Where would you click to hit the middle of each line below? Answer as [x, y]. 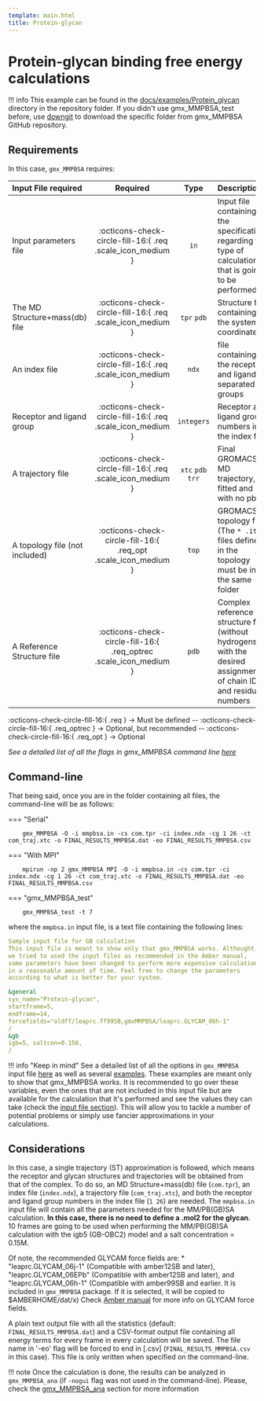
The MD [27, 307]
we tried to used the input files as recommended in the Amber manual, [128, 956]
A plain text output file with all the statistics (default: [92, 1323]
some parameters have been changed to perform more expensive [112, 963]
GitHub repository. [38, 125]
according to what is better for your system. [86, 978]
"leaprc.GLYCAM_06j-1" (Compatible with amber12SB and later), [112, 1266]
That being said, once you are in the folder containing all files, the [114, 796]
